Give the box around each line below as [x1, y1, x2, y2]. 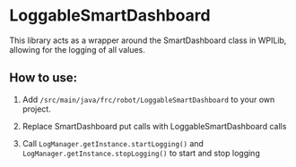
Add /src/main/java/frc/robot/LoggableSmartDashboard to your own [22, 94, 275, 104]
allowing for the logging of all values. [9, 44, 145, 54]
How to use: [9, 71, 78, 86]
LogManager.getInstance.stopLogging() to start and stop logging [22, 147, 260, 158]
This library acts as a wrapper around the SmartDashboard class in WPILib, [9, 35, 287, 46]
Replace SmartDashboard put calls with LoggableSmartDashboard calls [22, 121, 287, 131]
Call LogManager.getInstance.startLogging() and [22, 138, 205, 148]
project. [22, 104, 51, 114]
